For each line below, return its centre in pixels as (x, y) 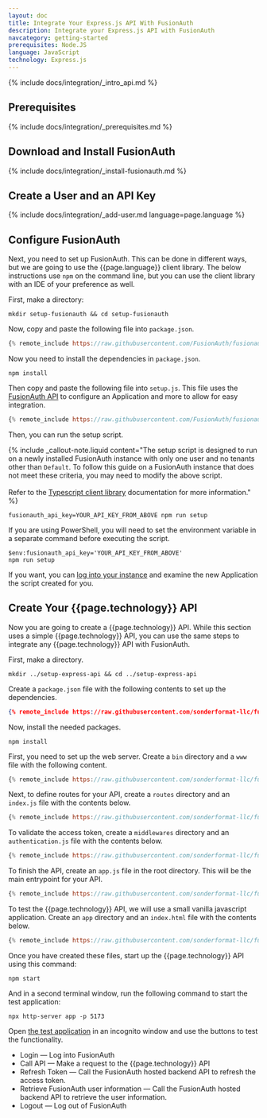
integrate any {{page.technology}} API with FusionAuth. (99, 644)
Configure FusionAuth (64, 240)
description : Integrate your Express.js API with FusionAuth (112, 30)
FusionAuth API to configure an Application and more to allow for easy (123, 397)
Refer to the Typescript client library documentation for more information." (130, 492)
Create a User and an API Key (82, 195)
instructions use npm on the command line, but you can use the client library (132, 276)
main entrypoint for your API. (56, 880)
